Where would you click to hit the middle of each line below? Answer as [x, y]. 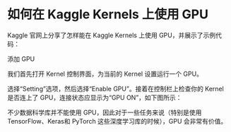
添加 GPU [21, 59]
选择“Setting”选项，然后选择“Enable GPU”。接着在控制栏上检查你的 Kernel [115, 88]
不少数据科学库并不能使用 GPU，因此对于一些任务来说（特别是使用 [105, 112]
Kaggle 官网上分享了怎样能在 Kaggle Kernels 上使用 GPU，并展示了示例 [112, 35]
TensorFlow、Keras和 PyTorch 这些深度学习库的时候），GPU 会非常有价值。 [117, 121]
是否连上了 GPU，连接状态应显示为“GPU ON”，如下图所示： [95, 97]
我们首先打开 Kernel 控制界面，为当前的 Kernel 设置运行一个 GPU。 [105, 74]
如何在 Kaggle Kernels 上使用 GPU [108, 14]
